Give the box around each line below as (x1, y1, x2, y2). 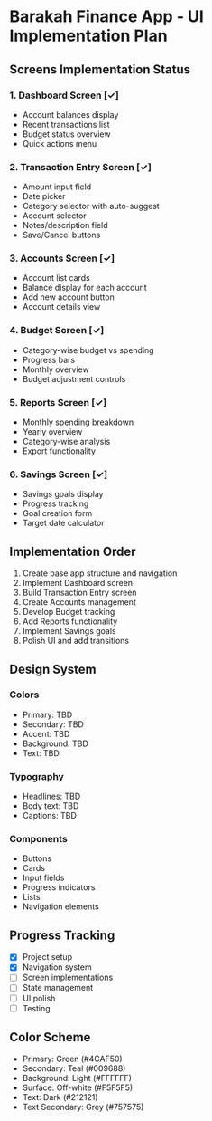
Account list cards (22, 273, 90, 283)
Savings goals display (22, 489, 104, 500)
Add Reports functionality (22, 616, 118, 627)
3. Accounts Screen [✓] (9, 252, 115, 264)
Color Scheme (9, 1030, 91, 1045)
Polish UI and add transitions (22, 636, 129, 647)
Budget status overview (22, 129, 111, 139)
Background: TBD (22, 738, 88, 749)
